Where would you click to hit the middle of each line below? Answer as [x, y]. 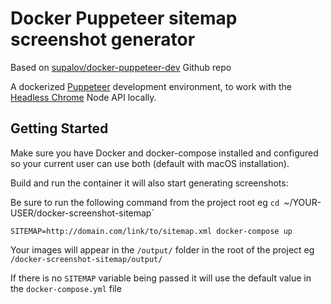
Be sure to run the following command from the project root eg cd [145, 202]
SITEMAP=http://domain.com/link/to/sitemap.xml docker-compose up [151, 231]
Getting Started [59, 128]
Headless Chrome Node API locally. [83, 97]
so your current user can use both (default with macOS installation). [150, 163]
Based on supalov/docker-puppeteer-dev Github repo [121, 67]
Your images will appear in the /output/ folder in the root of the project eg [162, 249]
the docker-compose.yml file [66, 288]
